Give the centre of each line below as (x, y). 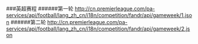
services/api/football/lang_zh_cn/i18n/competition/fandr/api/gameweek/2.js (98, 29)
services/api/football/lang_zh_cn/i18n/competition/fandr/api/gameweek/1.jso (99, 15)
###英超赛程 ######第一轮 (40, 9)
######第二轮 (28, 22)
